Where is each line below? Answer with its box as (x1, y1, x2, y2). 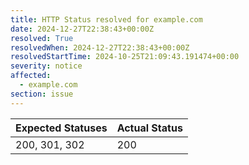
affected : (10, 71, 52, 81)
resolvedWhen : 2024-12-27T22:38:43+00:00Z (10, 42, 190, 53)
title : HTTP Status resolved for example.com (10, 14, 203, 25)
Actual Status (116, 121, 183, 135)
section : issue (10, 89, 74, 99)
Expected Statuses (15, 121, 108, 135)
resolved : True (10, 33, 74, 43)
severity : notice (10, 61, 83, 71)
